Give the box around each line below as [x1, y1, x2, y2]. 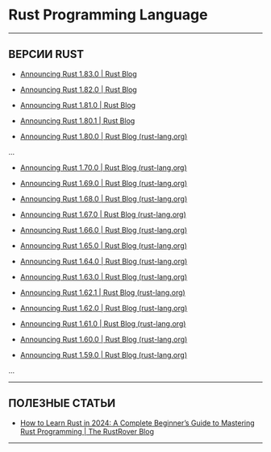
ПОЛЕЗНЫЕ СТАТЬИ [8, 396, 116, 410]
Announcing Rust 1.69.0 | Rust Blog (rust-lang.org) [19, 178, 188, 188]
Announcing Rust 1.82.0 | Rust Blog [19, 85, 137, 94]
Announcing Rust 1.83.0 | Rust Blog [19, 68, 137, 78]
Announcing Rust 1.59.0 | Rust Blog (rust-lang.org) [19, 350, 188, 359]
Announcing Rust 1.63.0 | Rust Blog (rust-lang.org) [19, 272, 188, 281]
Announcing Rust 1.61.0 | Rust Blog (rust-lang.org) [19, 318, 186, 328]
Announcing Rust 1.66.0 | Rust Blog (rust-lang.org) [19, 225, 188, 234]
